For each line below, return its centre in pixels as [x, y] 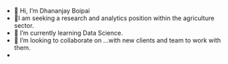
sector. [24, 25]
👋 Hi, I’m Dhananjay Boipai [52, 11]
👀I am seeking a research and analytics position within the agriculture [114, 18]
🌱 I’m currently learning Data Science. [69, 33]
